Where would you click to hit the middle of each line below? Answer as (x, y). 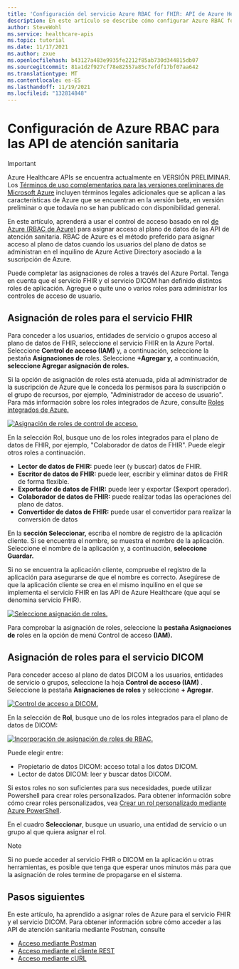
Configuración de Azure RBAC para (113, 129)
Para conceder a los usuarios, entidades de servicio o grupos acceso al (112, 335)
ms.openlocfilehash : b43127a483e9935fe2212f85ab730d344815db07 (103, 61)
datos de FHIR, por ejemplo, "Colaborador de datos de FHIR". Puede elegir (116, 445)
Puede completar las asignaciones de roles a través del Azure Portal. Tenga (118, 273)
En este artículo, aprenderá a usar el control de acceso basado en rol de (113, 222)
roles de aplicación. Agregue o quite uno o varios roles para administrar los (117, 289)
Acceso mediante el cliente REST (66, 950)
